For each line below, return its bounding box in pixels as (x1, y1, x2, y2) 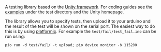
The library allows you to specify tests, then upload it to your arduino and (5, 19, 151, 24)
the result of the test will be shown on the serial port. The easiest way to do (5, 23, 155, 29)
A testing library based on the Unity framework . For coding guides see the (5, 4, 153, 10)
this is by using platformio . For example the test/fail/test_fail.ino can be (5, 29, 157, 34)
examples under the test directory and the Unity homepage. (5, 9, 124, 15)
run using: (5, 33, 25, 39)
